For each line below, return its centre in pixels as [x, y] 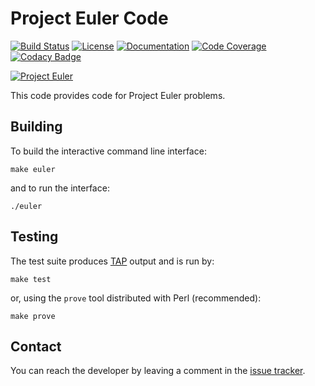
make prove [33, 316]
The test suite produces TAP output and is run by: [112, 261]
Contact [36, 346]
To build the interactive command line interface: [108, 151]
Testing [34, 237]
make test [31, 279]
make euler [33, 169]
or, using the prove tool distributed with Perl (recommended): [136, 298]
